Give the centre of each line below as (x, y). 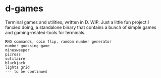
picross (13, 54)
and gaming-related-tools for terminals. (45, 32)
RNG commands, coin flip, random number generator (58, 41)
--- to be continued (27, 72)
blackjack (15, 63)
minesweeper (17, 50)
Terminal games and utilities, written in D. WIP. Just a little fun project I (77, 22)
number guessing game (27, 46)
